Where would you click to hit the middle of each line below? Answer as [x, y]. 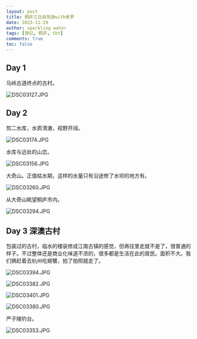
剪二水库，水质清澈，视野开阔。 [45, 128]
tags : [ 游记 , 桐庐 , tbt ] [35, 33]
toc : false [19, 45]
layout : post [22, 11]
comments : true [25, 39]
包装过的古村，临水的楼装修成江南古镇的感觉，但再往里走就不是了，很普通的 [98, 246]
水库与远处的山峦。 [29, 152]
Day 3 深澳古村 [33, 231]
